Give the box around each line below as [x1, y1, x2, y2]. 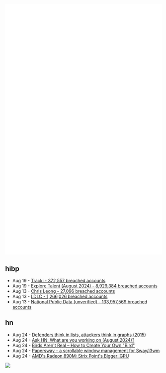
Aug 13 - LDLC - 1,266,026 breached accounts [12, 293, 108, 299]
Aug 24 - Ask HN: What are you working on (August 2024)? [12, 337, 135, 343]
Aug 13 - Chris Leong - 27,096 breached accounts [12, 288, 115, 294]
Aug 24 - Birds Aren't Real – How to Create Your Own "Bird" [12, 342, 135, 348]
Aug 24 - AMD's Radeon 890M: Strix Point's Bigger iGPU [12, 353, 129, 359]
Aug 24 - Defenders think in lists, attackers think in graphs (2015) [12, 332, 146, 338]
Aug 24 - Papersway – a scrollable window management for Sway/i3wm [12, 348, 160, 354]
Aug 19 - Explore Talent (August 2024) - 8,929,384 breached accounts [12, 283, 158, 289]
